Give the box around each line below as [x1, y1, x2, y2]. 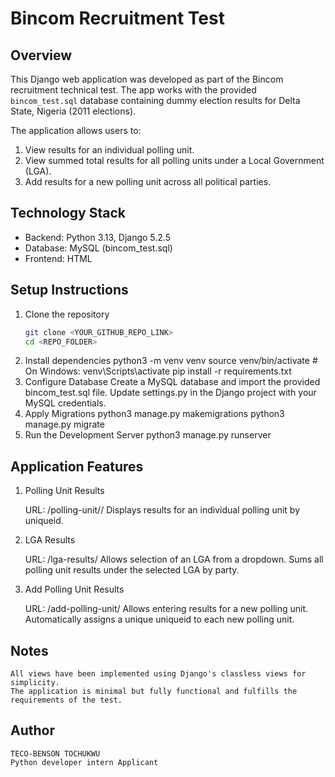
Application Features [10, 458, 144, 475]
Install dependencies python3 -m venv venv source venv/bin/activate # [24, 355, 318, 367]
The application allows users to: [10, 125, 142, 136]
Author [10, 722, 55, 739]
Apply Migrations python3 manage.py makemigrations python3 [24, 408, 285, 420]
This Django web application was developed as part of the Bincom [10, 73, 284, 85]
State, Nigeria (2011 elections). [10, 105, 137, 117]
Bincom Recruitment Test [10, 7, 225, 30]
